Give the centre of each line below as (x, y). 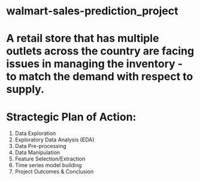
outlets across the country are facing (100, 51)
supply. (25, 90)
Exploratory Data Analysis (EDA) (54, 140)
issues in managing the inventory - (95, 64)
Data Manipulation (37, 153)
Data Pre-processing (40, 146)
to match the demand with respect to (100, 77)
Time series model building (48, 165)
